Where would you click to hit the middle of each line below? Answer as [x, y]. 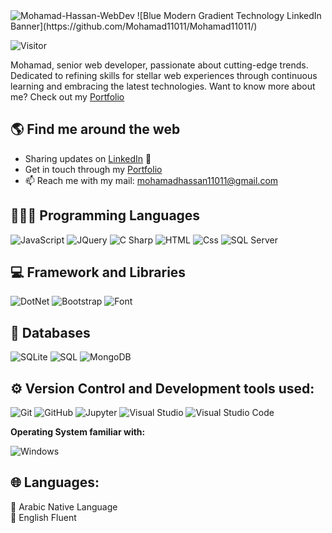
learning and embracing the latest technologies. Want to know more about [163, 86]
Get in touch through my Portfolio [93, 169]
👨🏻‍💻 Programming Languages [105, 215]
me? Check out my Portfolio [67, 97]
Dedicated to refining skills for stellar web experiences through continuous [164, 75]
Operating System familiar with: [78, 432]
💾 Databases [50, 332]
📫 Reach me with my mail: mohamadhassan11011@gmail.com [151, 180]
